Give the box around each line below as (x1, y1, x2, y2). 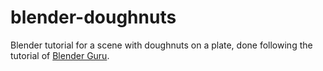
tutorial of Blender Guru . (10, 49, 110, 61)
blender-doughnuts (10, 6, 177, 29)
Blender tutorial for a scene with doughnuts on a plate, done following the (10, 39, 313, 51)
